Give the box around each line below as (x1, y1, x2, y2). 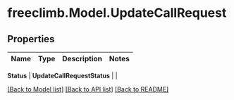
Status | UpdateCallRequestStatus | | (7, 72, 118, 80)
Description (62, 54, 102, 63)
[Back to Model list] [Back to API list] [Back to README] (7, 85, 169, 93)
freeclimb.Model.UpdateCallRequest (7, 5, 227, 21)
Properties (7, 33, 55, 45)
